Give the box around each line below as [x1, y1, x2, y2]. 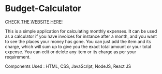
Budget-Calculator [5, 3, 81, 14]
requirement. [5, 54, 30, 59]
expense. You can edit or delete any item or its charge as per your [5, 49, 136, 55]
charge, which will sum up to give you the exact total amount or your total [5, 44, 151, 49]
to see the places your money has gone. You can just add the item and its [5, 38, 151, 44]
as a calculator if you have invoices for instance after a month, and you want [5, 33, 157, 39]
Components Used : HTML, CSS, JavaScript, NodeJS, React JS [5, 63, 132, 69]
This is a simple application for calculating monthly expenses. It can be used [5, 28, 157, 34]
